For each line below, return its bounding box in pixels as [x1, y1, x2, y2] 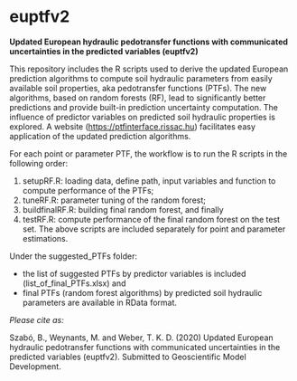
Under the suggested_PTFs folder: [9, 251, 138, 262]
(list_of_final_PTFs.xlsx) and [22, 278, 126, 289]
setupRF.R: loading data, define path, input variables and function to [22, 175, 276, 186]
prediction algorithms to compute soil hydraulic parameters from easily [9, 72, 273, 83]
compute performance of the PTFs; [22, 185, 154, 195]
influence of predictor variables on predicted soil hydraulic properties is [9, 111, 275, 122]
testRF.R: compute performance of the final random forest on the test [22, 214, 281, 224]
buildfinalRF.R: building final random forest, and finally [22, 204, 224, 214]
